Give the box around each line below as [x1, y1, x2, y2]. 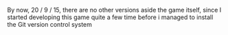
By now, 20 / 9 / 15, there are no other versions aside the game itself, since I [7, 6, 222, 14]
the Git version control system [7, 21, 93, 28]
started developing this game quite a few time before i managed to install [7, 13, 214, 21]
